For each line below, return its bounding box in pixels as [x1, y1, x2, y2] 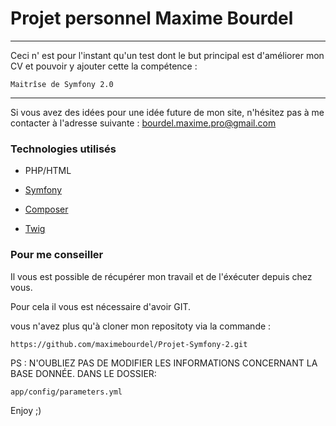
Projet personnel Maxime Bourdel [10, 7, 294, 30]
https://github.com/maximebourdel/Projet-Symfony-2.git [10, 339, 248, 349]
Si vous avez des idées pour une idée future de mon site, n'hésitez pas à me [10, 106, 325, 118]
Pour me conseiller [10, 248, 104, 262]
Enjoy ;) [10, 404, 42, 416]
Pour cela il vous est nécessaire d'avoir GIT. [10, 300, 192, 312]
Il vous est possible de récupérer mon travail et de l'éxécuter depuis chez [10, 270, 313, 282]
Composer [24, 203, 69, 216]
